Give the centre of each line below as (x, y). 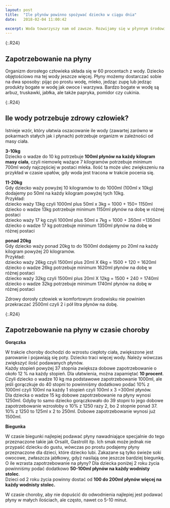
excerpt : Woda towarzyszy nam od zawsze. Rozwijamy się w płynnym (77, 28)
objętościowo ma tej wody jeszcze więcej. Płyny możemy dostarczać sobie (83, 76)
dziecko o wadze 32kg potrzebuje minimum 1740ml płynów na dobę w (78, 284)
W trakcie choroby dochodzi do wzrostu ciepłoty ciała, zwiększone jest (79, 352)
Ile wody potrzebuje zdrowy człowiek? (67, 118)
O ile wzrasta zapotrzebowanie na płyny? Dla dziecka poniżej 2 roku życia (82, 463)
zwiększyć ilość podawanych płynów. (44, 363)
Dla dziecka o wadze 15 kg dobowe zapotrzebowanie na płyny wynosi (78, 395)
